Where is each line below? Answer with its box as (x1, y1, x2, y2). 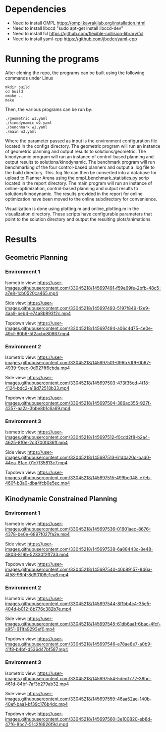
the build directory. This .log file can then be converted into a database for (5, 169, 157, 175)
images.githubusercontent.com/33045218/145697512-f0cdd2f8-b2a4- (5, 434, 150, 440)
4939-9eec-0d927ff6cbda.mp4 (5, 365, 70, 371)
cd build (5, 89, 23, 94)
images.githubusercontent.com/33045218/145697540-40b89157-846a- (5, 566, 153, 573)
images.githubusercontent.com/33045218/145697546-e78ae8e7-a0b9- (5, 641, 153, 647)
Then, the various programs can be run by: (5, 106, 93, 112)
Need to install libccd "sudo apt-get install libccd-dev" (12, 25, 124, 31)
